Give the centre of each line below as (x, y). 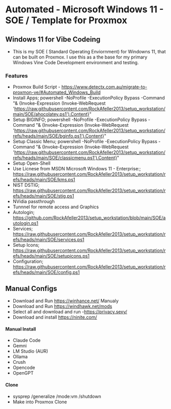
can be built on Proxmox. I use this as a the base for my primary (80, 57)
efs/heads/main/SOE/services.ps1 (48, 240)
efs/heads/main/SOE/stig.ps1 (43, 196)
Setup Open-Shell (31, 163)
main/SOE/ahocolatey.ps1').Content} (51, 114)
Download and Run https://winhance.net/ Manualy (66, 301)
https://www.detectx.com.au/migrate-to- (104, 87)
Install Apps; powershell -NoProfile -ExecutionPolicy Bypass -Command (89, 98)
